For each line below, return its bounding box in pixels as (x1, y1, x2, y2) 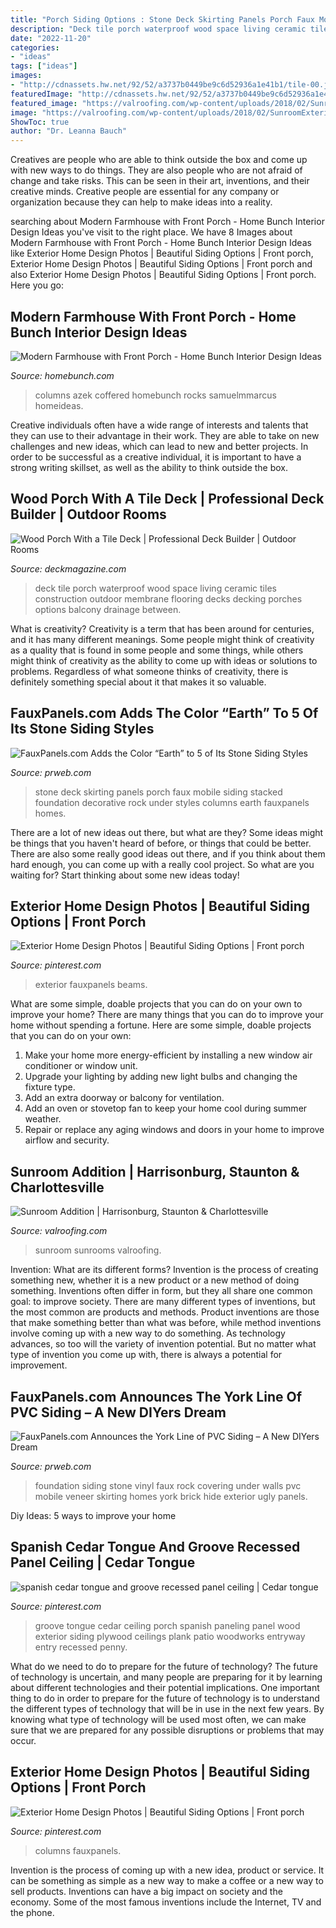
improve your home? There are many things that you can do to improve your (10, 1009, 324, 1021)
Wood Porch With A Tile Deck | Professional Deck (10, 491, 325, 508)
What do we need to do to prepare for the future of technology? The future (10, 1660, 318, 1672)
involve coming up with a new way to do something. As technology (10, 1327, 286, 1340)
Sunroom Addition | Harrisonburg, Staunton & (10, 1163, 300, 1180)
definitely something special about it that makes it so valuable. (10, 676, 267, 688)
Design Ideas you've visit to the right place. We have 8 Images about (10, 226, 293, 238)
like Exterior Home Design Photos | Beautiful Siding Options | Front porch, (10, 247, 314, 260)
